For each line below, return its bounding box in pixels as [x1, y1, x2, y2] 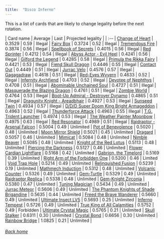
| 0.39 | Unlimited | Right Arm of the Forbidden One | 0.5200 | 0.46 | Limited [5, 155, 158, 161]
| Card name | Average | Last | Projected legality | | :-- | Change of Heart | [5, 35, 153, 41]
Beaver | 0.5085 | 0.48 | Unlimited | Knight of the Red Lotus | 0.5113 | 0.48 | [5, 139, 157, 145]
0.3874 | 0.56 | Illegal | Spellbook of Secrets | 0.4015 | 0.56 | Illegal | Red [5, 46, 151, 51]
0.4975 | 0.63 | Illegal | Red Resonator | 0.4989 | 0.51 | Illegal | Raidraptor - [5, 119, 155, 124]
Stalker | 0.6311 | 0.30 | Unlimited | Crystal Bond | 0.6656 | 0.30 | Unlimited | [5, 212, 158, 218]
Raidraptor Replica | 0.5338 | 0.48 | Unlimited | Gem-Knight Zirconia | [5, 176, 145, 182]
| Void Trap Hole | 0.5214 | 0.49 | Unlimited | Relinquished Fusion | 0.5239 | [5, 160, 156, 166]
